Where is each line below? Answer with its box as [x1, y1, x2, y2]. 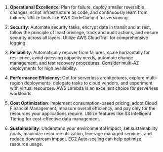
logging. [9, 40, 27, 46]
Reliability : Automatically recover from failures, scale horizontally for [9, 49, 150, 55]
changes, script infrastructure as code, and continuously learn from [9, 9, 148, 15]
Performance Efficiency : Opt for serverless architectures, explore [9, 75, 145, 80]
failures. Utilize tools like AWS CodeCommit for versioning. [9, 15, 129, 20]
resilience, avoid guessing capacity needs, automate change [9, 55, 133, 61]
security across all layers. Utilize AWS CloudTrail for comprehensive [9, 35, 148, 40]
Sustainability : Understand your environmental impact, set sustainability [9, 125, 158, 131]
